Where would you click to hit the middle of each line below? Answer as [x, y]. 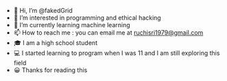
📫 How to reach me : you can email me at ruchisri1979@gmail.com [108, 33]
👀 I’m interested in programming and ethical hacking [87, 18]
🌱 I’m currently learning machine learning [72, 25]
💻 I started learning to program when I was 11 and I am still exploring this [117, 53]
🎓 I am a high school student [56, 43]
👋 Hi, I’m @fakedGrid [43, 11]
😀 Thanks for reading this [50, 70]
